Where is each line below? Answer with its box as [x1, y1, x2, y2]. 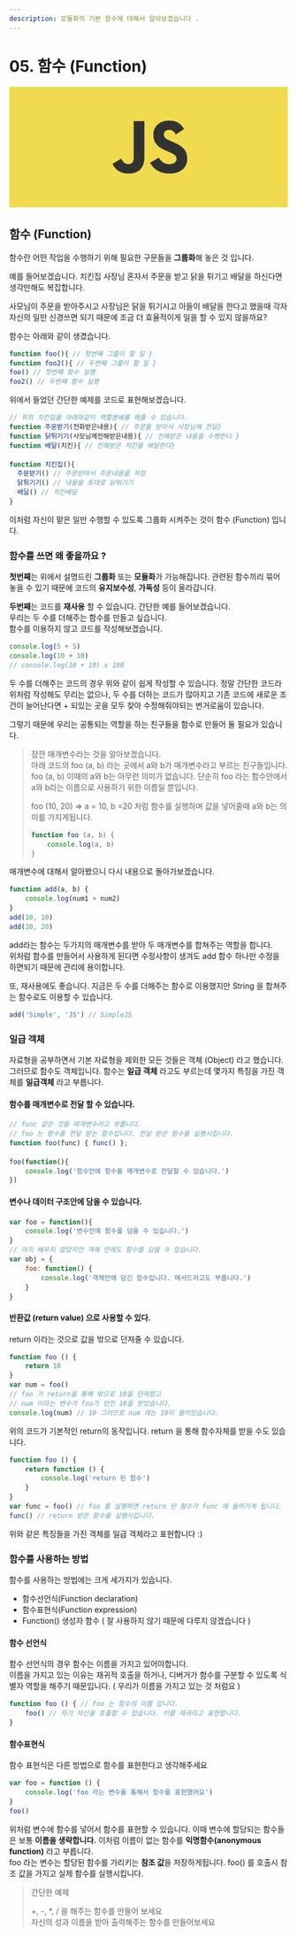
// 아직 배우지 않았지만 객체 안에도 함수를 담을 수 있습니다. [9, 1246, 202, 1255]
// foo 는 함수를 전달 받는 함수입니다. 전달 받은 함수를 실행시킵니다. [9, 1129, 234, 1139]
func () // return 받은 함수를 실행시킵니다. [9, 1511, 156, 1520]
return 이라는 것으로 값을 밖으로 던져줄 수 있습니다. [9, 1333, 185, 1344]
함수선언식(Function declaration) [21, 1594, 139, 1604]
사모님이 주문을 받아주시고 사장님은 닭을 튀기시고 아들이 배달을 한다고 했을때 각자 [9, 301, 288, 311]
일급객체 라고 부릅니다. [25, 1077, 104, 1087]
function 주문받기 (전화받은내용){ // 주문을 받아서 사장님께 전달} [9, 423, 222, 432]
